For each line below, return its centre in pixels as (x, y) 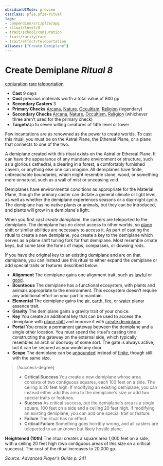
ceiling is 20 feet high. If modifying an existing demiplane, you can (91, 387)
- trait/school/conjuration (34, 32)
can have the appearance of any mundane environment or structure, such (79, 159)
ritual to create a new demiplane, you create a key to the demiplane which (79, 235)
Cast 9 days (24, 93)
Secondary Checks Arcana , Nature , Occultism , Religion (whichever (80, 114)
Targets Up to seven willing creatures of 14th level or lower (71, 124)
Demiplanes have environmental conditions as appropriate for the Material (79, 189)
